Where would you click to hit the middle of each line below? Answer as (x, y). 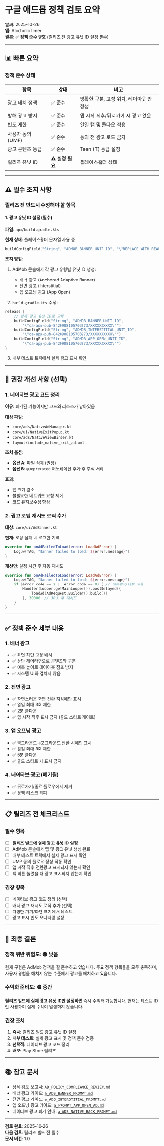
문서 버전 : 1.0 (18, 1138)
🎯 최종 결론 (21, 939)
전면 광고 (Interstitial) (40, 286)
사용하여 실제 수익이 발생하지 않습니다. (47, 1006)
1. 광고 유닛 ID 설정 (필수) (29, 217)
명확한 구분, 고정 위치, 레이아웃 (113, 99)
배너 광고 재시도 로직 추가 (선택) (42, 905)
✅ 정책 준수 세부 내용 (35, 628)
